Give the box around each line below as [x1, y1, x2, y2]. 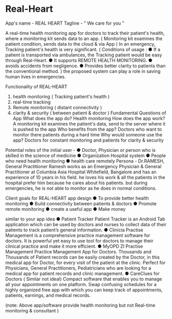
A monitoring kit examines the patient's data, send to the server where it [12, 121, 166, 127]
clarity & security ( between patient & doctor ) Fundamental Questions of [12, 110, 166, 116]
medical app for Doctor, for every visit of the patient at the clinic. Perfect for [5, 260, 166, 266]
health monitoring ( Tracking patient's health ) [12, 93, 110, 99]
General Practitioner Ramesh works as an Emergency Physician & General [5, 163, 162, 169]
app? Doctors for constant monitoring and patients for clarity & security [12, 137, 164, 143]
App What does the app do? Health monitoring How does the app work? [12, 115, 165, 121]
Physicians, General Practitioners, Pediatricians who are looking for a [5, 265, 151, 271]
